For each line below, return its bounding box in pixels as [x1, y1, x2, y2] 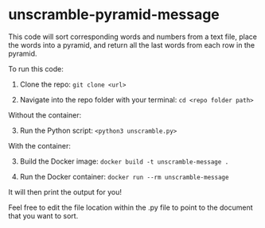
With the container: [8, 141, 72, 150]
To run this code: [8, 64, 64, 73]
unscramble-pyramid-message [8, 6, 220, 24]
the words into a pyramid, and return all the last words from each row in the [8, 40, 255, 49]
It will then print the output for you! [8, 187, 122, 196]
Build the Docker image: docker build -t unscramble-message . [19, 157, 229, 166]
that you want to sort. [8, 211, 79, 220]
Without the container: [8, 110, 82, 120]
